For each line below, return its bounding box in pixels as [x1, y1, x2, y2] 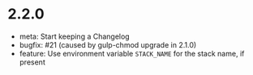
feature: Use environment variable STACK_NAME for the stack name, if [19, 48, 245, 58]
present [19, 57, 45, 67]
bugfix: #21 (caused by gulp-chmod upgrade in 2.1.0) [19, 40, 197, 49]
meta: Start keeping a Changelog [19, 31, 131, 41]
